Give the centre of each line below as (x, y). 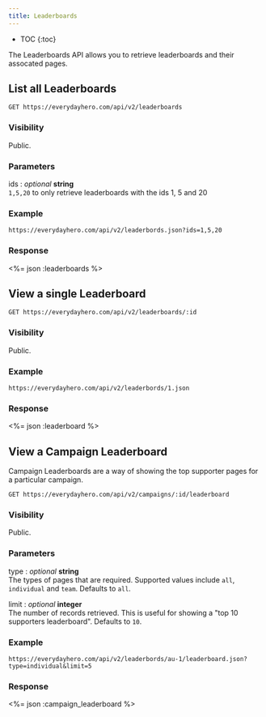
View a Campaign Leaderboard (88, 452)
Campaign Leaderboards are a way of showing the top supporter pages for (133, 472)
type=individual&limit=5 (50, 666)
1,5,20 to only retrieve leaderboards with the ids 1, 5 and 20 (108, 193)
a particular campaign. (46, 480)
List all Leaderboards (63, 89)
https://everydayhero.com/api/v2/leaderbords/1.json (99, 388)
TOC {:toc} (38, 39)
